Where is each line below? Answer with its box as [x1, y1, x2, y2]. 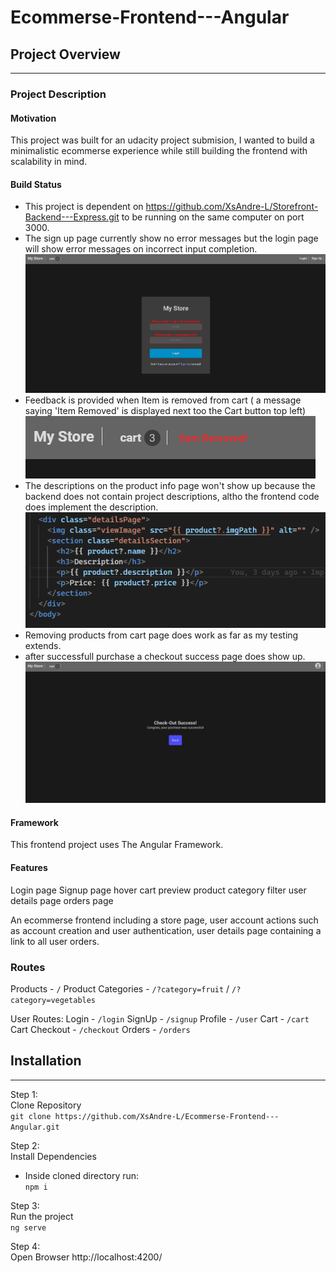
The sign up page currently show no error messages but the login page [24, 232, 319, 245]
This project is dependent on [24, 201, 144, 213]
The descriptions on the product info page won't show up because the [24, 479, 316, 491]
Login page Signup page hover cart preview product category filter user [10, 884, 307, 896]
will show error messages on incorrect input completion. [24, 243, 258, 255]
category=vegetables [10, 995, 97, 1005]
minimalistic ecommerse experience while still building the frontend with [10, 145, 308, 157]
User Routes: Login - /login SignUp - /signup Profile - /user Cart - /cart [10, 1012, 310, 1025]
